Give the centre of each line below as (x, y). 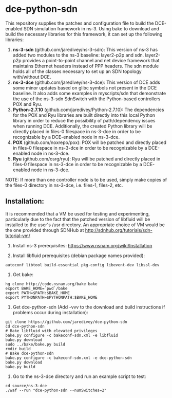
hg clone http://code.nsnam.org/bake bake (51, 284)
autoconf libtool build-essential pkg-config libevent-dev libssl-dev (82, 265)
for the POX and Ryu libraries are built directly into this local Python (84, 115)
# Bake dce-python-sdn (30, 353)
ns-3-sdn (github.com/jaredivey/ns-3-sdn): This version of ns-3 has (85, 49)
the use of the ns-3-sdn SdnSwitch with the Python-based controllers (87, 99)
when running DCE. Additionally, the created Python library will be (82, 126)
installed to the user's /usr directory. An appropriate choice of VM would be (85, 225)
